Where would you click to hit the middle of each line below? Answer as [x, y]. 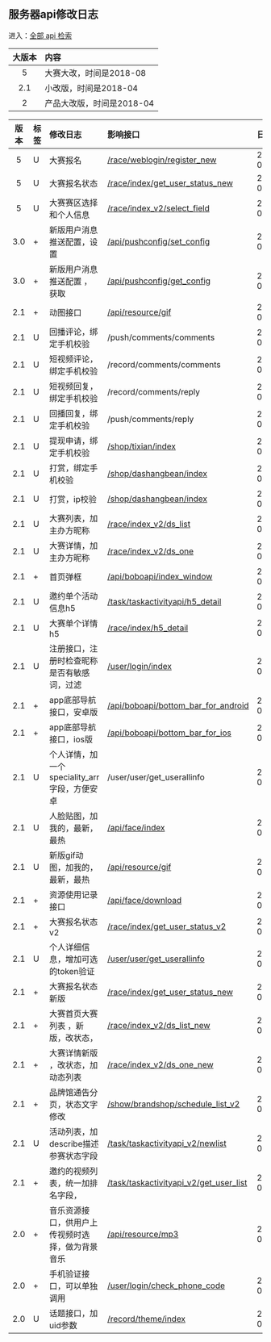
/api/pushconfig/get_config [159, 281]
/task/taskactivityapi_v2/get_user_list [177, 1182]
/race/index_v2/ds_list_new [159, 1025]
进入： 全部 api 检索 [40, 36]
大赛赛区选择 [74, 203]
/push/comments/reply [151, 419]
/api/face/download [145, 900]
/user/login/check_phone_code [167, 1286]
